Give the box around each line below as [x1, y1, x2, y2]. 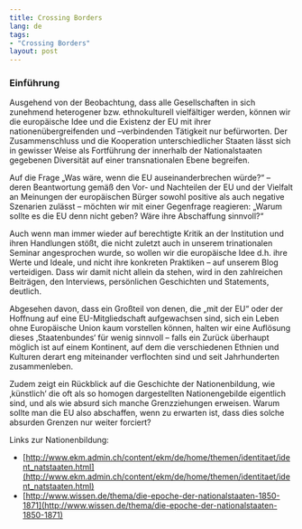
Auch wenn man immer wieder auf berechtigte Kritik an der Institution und [9, 228, 284, 240]
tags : [9, 30, 30, 39]
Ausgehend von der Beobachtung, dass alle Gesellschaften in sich [9, 97, 256, 109]
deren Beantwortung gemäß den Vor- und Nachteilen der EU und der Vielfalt [9, 182, 293, 193]
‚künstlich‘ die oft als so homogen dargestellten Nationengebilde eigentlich [9, 388, 287, 399]
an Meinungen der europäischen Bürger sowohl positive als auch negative [9, 192, 285, 203]
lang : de [9, 22, 42, 31]
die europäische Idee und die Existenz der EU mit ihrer [9, 117, 212, 128]
